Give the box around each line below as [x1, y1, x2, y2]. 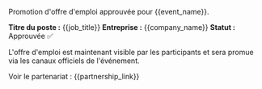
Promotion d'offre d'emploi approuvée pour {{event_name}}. [8, 7, 209, 16]
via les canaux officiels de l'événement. [8, 56, 140, 66]
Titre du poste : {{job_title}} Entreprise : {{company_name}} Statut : [8, 23, 236, 32]
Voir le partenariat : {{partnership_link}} [8, 72, 140, 81]
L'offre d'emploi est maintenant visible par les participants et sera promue [8, 48, 254, 57]
